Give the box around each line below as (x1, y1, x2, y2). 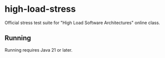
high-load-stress (4, 3, 76, 15)
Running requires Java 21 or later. (4, 47, 73, 53)
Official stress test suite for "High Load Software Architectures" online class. (4, 20, 160, 26)
